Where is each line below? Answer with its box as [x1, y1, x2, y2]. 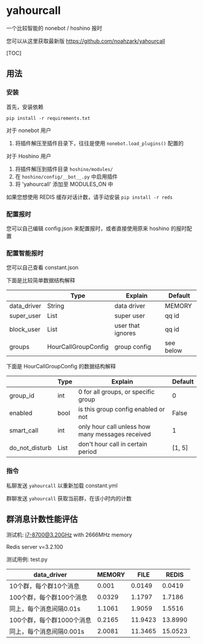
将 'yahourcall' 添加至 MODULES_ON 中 [14, 180, 114, 188]
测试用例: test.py [6, 556, 48, 563]
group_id [9, 391, 34, 400]
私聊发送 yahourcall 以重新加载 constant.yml [6, 482, 118, 489]
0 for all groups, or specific [78, 388, 155, 396]
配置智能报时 [6, 249, 44, 257]
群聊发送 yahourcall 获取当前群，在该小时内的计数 [6, 494, 132, 502]
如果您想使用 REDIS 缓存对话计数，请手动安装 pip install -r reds [6, 193, 173, 201]
